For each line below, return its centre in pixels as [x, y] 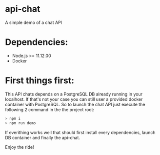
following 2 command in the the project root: [50, 109]
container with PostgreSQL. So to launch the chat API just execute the [75, 104]
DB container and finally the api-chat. [43, 137]
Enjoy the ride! [20, 147]
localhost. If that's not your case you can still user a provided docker [74, 99]
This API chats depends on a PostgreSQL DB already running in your [74, 94]
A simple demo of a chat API [34, 22]
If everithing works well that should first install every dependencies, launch [80, 132]
